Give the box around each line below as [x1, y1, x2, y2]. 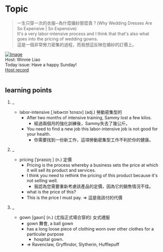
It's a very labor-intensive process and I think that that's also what [17, 31, 149, 36]
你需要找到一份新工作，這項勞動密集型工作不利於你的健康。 [34, 137, 154, 143]
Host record [5, 67, 29, 72]
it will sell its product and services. [26, 167, 96, 173]
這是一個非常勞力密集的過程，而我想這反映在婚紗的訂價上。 [17, 41, 137, 47]
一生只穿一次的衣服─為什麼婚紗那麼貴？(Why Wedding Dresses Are [17, 20, 152, 26]
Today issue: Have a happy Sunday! [5, 62, 77, 68]
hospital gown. [34, 236, 64, 242]
